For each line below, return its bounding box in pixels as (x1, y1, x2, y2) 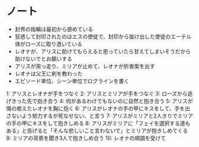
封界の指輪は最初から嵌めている (14, 25, 93, 33)
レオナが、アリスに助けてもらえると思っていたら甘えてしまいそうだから (14, 47, 191, 55)
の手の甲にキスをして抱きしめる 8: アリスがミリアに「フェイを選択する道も (6, 119, 191, 127)
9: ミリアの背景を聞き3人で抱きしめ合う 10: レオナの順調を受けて (6, 134, 166, 142)
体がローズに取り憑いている (14, 40, 83, 47)
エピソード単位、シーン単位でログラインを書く (14, 77, 129, 84)
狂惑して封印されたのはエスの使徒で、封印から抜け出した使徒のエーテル (14, 33, 192, 40)
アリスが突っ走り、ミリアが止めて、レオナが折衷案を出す (14, 62, 156, 69)
